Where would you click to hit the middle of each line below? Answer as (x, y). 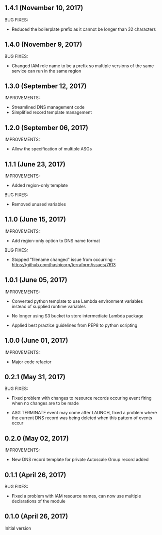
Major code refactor (32, 362)
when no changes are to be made (45, 403)
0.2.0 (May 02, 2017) (37, 438)
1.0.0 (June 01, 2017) (36, 341)
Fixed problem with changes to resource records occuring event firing (81, 398)
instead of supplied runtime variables (49, 306)
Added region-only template (40, 185)
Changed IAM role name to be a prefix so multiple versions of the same (83, 66)
